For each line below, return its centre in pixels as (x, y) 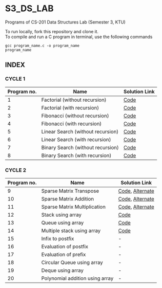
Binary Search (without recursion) (80, 147)
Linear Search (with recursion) (76, 139)
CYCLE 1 (15, 79)
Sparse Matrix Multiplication (73, 207)
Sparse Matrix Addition (68, 199)
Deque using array (62, 270)
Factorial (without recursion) (74, 100)
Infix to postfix (58, 239)
